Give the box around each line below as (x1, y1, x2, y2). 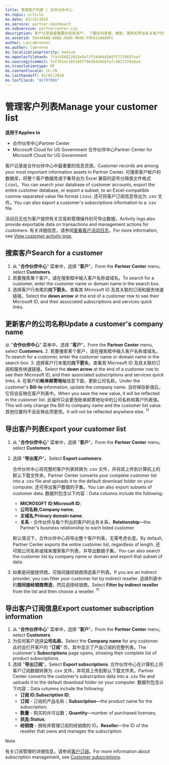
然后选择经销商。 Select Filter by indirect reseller (56, 581, 158, 588)
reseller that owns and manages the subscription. (20, 728, 123, 734)
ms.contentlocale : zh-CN (5, 69, 57, 74)
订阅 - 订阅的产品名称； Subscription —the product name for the (20, 698, 152, 704)
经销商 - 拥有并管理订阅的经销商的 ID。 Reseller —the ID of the (20, 723, 148, 729)
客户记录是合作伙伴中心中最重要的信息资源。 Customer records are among (5, 162, 159, 169)
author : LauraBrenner (5, 40, 51, 45)
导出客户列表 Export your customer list (5, 425, 127, 433)
